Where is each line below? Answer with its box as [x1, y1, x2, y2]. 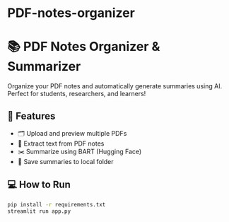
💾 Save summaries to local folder [17, 157, 114, 165]
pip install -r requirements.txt [7, 201, 106, 208]
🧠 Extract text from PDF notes [17, 139, 105, 148]
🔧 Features [7, 110, 56, 122]
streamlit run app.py [7, 207, 71, 215]
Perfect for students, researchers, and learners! [7, 90, 146, 98]
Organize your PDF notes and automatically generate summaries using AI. [7, 82, 223, 90]
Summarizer [7, 59, 81, 75]
